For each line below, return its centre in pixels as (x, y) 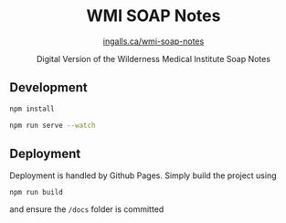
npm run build (37, 193)
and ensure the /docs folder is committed (87, 209)
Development (49, 88)
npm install (32, 109)
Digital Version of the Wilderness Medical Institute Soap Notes (154, 58)
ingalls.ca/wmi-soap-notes (154, 41)
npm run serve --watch (53, 125)
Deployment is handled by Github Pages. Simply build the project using (143, 175)
